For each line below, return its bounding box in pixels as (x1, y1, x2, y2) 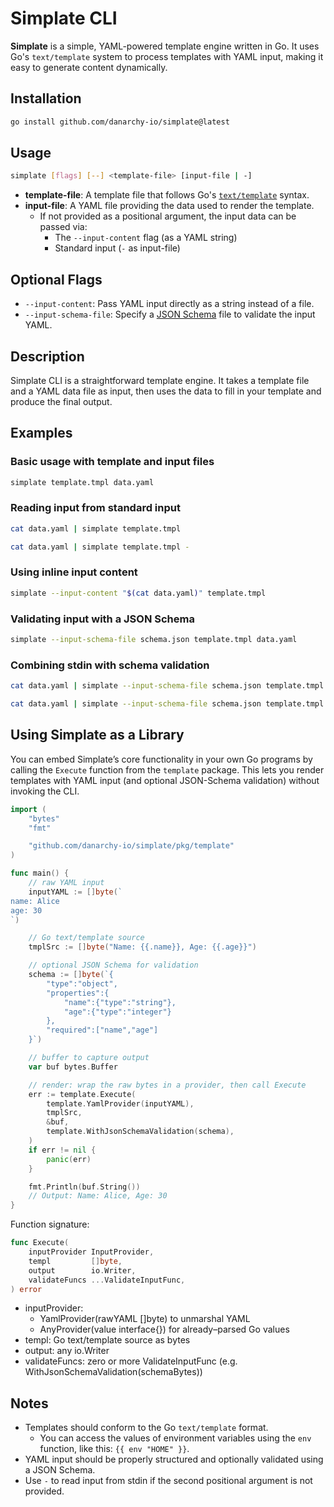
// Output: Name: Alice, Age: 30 (28, 1191, 168, 1201)
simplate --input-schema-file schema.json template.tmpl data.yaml (10, 635, 298, 645)
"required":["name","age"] (46, 1025, 159, 1036)
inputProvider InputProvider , (28, 1247, 155, 1257)
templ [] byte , (28, 1256, 123, 1266)
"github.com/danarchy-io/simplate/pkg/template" (28, 841, 235, 851)
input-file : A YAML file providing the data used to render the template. (24, 200, 315, 212)
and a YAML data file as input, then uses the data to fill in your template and (10, 385, 322, 397)
